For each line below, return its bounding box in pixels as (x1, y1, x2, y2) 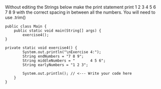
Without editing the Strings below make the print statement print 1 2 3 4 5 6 (5, 4, 156, 10)
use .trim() (5, 15, 26, 20)
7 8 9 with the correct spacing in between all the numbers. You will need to (5, 9, 156, 15)
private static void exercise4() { (5, 45, 78, 50)
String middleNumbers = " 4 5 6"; (22, 58, 106, 63)
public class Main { (5, 24, 47, 29)
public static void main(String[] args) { (14, 28, 101, 33)
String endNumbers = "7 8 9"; (22, 54, 84, 59)
